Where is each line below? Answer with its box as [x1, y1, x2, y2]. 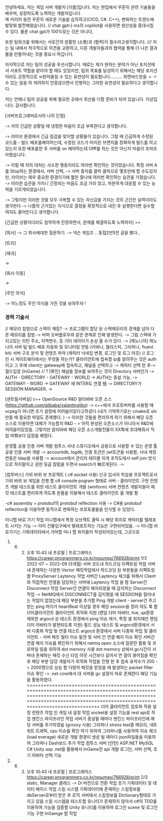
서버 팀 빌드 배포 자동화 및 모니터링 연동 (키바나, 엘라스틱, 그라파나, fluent [14, 344, 154, 350]
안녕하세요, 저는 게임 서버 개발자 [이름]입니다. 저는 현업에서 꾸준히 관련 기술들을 [5, 4, 156, 10]
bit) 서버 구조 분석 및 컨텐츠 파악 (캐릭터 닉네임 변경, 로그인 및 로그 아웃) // [5, 350, 146, 356]
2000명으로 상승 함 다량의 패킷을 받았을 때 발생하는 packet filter [31, 665, 153, 670]
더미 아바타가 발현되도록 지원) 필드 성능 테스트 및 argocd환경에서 [26, 622, 150, 628]
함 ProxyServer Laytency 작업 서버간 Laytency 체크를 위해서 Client [26, 573, 156, 579]
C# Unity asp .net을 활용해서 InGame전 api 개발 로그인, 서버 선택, [26, 746, 153, 752]
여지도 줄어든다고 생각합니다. [5, 209, 60, 215]
